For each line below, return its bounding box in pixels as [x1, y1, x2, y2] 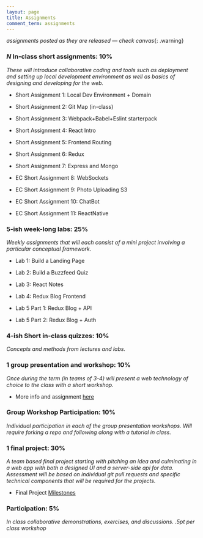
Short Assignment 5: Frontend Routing [15, 138, 112, 146]
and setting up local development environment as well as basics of [6, 73, 175, 80]
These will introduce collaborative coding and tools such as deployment [6, 66, 188, 73]
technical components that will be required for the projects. [6, 477, 156, 485]
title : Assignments [6, 15, 56, 21]
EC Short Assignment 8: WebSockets [15, 174, 109, 181]
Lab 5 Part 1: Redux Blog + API [15, 304, 92, 312]
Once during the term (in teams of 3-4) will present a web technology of [6, 374, 188, 382]
